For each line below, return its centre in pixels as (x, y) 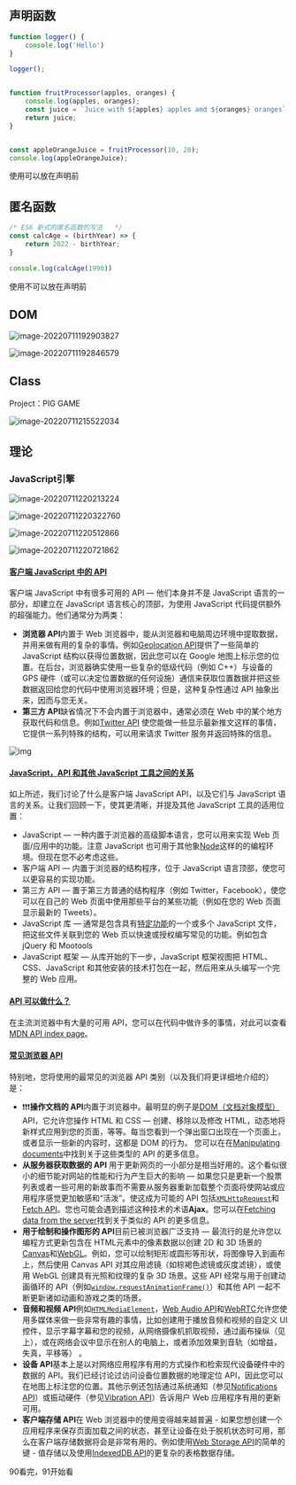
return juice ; (51, 118)
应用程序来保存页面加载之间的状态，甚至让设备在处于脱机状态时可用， (150, 1430)
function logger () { (47, 37)
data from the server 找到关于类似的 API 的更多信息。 (118, 1220)
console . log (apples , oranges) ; (83, 101)
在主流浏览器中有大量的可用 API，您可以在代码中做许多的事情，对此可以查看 (148, 1022)
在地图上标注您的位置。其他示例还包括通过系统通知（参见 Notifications (150, 1386)
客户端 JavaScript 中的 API (58, 571)
